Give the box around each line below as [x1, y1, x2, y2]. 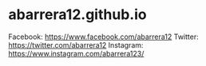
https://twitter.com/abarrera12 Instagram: [8, 40, 144, 49]
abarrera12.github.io [8, 6, 147, 24]
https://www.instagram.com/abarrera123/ [8, 49, 145, 58]
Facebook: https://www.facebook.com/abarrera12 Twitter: [8, 32, 199, 41]
